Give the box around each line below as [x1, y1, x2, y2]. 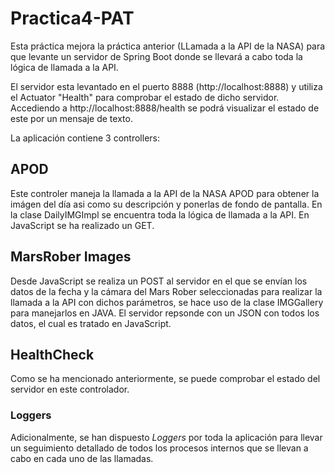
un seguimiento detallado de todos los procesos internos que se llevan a [10, 442, 309, 454]
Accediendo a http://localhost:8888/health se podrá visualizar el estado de [10, 102, 320, 114]
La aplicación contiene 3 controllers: [10, 132, 160, 144]
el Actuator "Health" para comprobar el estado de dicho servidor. [10, 91, 280, 103]
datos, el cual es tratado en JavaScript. [10, 317, 172, 329]
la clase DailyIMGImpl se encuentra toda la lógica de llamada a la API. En [10, 208, 310, 221]
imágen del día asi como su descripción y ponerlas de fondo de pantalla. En [10, 198, 323, 210]
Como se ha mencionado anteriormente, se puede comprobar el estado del [10, 373, 321, 385]
